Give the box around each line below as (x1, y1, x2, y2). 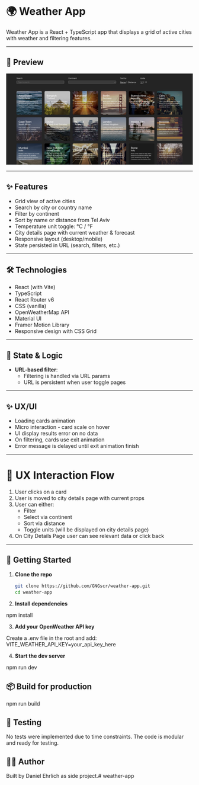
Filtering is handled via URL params (23, 373, 111, 380)
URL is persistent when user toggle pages (23, 379, 126, 386)
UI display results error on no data (14, 430, 98, 437)
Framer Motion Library (14, 321, 70, 329)
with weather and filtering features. (6, 34, 92, 41)
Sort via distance (23, 520, 65, 527)
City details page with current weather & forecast (14, 229, 135, 236)
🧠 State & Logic (6, 350, 63, 360)
